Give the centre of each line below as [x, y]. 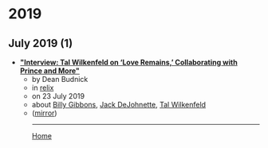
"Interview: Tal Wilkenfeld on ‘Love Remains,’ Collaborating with [128, 62]
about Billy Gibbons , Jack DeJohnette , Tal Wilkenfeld [118, 105]
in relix [43, 88]
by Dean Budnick [60, 79]
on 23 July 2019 [58, 96]
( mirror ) [44, 113]
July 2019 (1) [41, 43]
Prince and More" [49, 71]
